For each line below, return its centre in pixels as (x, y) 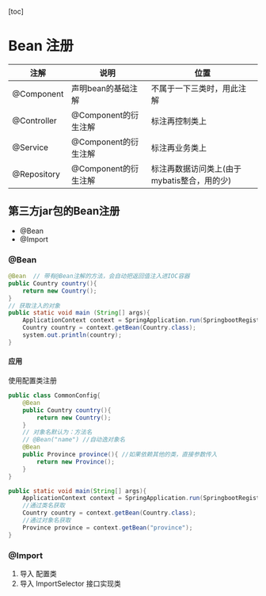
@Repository (36, 174)
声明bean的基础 (101, 88)
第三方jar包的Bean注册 (64, 211)
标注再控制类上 (179, 120)
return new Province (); (76, 462)
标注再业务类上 (179, 147)
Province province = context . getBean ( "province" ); (108, 527)
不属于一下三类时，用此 (195, 88)
